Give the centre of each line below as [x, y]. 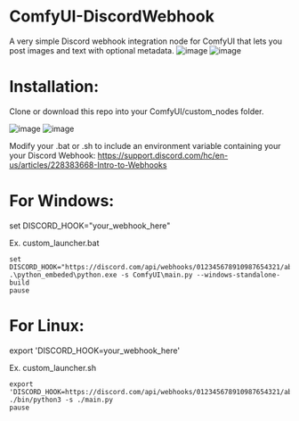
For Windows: [62, 201]
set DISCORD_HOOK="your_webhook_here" [90, 226]
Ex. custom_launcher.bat [54, 243]
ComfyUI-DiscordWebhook [112, 17]
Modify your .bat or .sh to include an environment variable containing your [145, 145]
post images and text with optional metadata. [92, 50]
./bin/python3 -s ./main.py [61, 400]
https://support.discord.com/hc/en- [163, 155]
